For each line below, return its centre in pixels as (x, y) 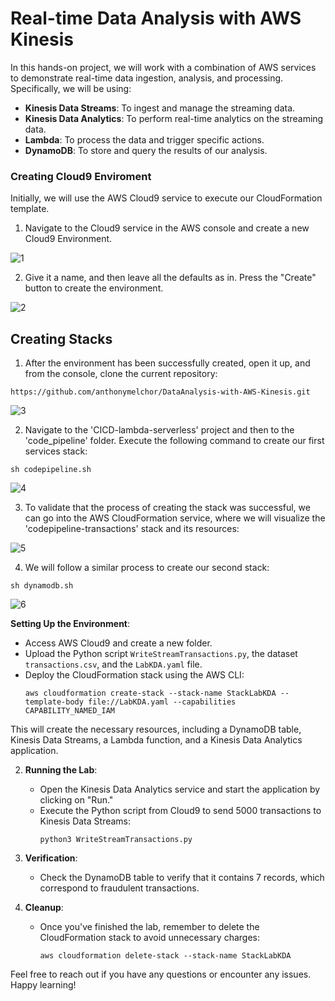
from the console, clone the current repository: (121, 374)
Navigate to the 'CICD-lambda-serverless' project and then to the (159, 430)
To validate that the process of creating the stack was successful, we (167, 508)
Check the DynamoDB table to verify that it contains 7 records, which (182, 878)
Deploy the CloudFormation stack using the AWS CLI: (134, 675)
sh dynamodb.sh (42, 586)
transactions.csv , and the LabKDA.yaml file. (113, 664)
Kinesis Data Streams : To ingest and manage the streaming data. (160, 108)
